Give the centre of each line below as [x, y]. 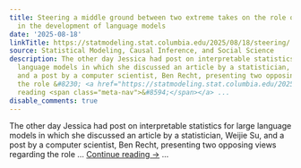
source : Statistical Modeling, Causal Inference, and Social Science [142, 51]
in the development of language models [92, 26]
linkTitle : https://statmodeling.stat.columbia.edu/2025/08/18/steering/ [150, 42]
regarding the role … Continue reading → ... [89, 155]
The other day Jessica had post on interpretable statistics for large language [150, 126]
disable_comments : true [54, 101]
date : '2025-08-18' [46, 34]
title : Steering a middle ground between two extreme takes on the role [148, 17]
